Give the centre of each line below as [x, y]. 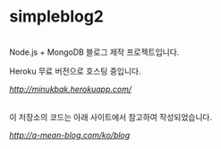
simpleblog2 [57, 17]
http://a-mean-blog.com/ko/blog [70, 135]
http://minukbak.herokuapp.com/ [71, 89]
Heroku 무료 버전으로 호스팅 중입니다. [75, 71]
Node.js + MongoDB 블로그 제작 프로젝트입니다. [94, 52]
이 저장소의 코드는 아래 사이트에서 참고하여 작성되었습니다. [111, 117]
